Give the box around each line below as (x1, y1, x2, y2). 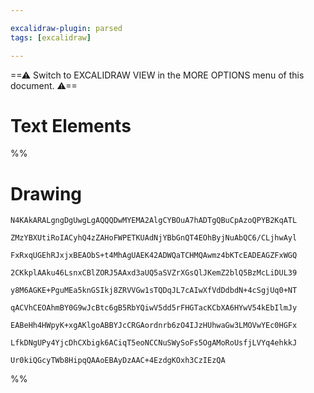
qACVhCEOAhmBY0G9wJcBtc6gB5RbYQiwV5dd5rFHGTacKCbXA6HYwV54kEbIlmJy (10, 303, 298, 313)
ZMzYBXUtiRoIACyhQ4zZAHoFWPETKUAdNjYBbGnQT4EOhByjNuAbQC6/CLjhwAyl (10, 233, 298, 243)
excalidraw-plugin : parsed (10, 23, 123, 33)
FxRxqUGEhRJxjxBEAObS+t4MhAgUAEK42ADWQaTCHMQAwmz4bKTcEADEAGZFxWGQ (10, 251, 298, 261)
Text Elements (10, 114, 132, 137)
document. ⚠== (10, 79, 78, 91)
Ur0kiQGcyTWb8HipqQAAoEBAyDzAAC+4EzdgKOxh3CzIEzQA (10, 356, 226, 366)
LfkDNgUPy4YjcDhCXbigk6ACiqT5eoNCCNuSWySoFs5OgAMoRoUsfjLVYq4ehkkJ (10, 338, 298, 348)
